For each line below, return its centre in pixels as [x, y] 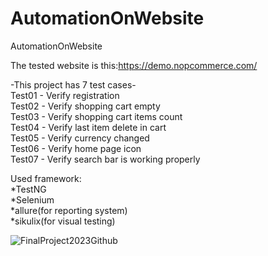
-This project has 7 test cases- [73, 84]
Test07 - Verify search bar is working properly [105, 159]
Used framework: [46, 178]
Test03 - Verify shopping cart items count [96, 116]
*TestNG [28, 189]
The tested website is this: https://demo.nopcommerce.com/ [134, 65]
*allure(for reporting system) [69, 210]
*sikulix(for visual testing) [63, 221]
